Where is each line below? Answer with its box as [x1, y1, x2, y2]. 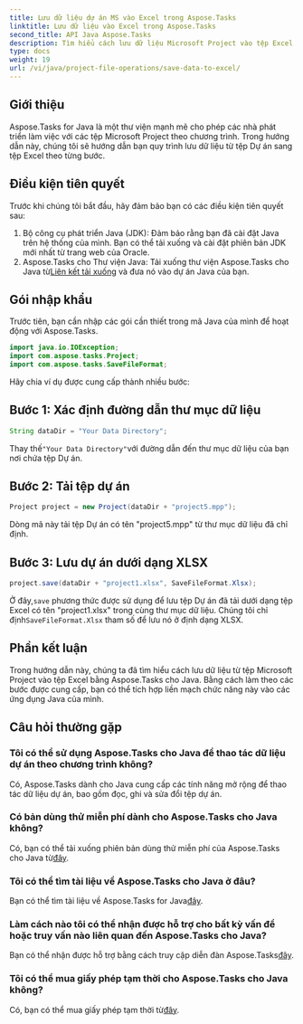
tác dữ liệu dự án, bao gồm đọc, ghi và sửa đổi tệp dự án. [9, 788, 223, 799]
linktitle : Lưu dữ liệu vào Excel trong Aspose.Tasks [9, 22, 217, 31]
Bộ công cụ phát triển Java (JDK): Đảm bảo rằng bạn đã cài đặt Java [22, 227, 279, 238]
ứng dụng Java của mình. [9, 693, 104, 704]
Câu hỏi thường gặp [9, 720, 122, 735]
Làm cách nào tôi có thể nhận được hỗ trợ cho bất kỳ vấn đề [9, 918, 276, 931]
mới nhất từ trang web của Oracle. [22, 246, 150, 258]
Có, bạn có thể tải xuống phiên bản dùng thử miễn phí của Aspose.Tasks [9, 842, 280, 853]
